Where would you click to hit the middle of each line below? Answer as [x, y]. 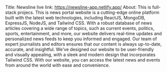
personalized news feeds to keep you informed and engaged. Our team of [81, 39]
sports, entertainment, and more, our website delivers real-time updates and [83, 34]
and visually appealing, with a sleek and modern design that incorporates [80, 55]
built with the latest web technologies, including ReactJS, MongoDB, [75, 18]
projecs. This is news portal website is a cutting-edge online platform [88, 12]
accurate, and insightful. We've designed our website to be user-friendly [80, 49]
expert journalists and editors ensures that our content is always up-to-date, [83, 44]
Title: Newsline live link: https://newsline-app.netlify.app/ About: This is [78, 7]
